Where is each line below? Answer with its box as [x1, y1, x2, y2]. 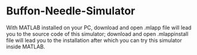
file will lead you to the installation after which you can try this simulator [6, 36, 182, 44]
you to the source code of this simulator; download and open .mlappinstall [6, 30, 189, 37]
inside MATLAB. [6, 43, 46, 50]
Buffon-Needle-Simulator [6, 4, 136, 18]
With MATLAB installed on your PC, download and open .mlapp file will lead [6, 24, 192, 31]
